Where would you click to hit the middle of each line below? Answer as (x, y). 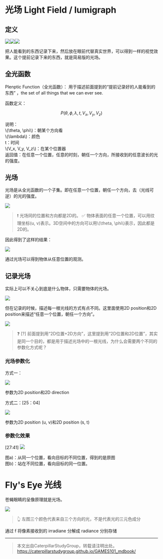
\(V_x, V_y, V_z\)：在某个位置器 (36, 149)
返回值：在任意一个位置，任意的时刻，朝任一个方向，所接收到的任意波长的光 (81, 154)
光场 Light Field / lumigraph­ (61, 10)
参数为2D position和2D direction (37, 392)
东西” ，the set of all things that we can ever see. (54, 93)
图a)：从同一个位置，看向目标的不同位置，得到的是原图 (60, 457)
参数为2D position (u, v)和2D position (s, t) (47, 422)
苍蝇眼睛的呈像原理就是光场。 (35, 499)
